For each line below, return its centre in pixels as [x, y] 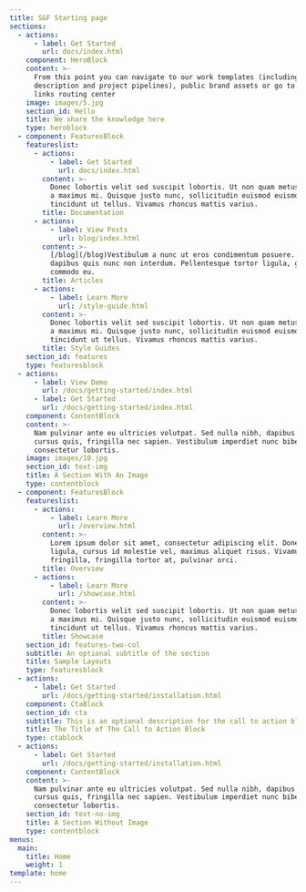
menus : [22, 839]
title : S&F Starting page [58, 18]
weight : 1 [45, 865]
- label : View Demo [70, 382]
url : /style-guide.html [103, 306]
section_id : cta [57, 713]
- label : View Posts [89, 230]
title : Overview [73, 569]
